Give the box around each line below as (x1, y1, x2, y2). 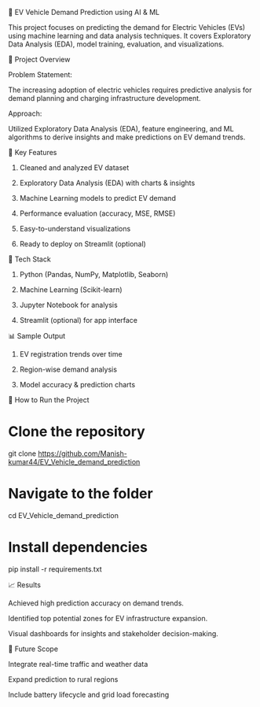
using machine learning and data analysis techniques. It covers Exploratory (8, 31, 251, 40)
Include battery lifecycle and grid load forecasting (8, 690, 170, 699)
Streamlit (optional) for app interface (19, 316, 138, 324)
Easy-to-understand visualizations (19, 224, 131, 233)
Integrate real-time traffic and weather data (8, 659, 148, 668)
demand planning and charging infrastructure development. (8, 94, 202, 102)
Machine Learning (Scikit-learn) (19, 285, 123, 294)
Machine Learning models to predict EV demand (19, 194, 177, 202)
